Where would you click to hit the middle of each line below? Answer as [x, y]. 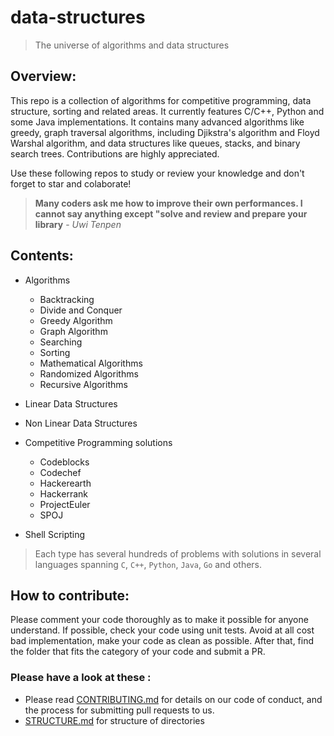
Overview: [43, 76]
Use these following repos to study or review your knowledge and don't [157, 173]
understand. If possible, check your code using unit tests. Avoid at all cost [162, 630]
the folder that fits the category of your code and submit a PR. [138, 652]
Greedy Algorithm [76, 320]
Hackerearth [65, 483]
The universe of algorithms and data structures [132, 45]
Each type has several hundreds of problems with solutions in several [178, 553]
